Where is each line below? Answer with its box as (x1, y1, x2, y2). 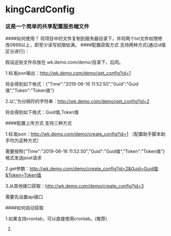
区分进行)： (5, 48, 30, 54)
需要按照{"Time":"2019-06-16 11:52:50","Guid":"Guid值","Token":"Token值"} (5, 148, 165, 154)
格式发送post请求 (5, 155, 42, 161)
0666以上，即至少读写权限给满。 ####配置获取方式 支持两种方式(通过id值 (9, 42, 166, 48)
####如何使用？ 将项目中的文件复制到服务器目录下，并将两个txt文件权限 (5, 35, 158, 42)
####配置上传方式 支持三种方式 (5, 120, 72, 126)
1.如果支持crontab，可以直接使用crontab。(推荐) (5, 215, 108, 222)
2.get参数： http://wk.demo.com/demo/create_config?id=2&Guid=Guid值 (5, 166, 159, 172)
